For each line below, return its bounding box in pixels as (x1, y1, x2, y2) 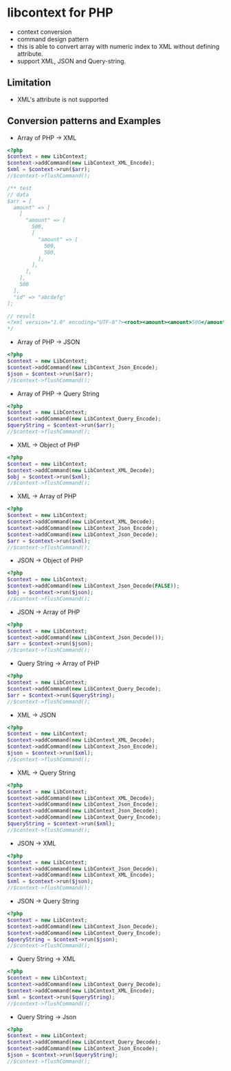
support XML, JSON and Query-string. (16, 57, 126, 65)
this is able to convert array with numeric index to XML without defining (16, 42, 220, 50)
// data (7, 191, 30, 198)
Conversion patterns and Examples (7, 115, 162, 127)
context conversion (16, 28, 72, 36)
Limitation (7, 77, 52, 89)
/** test (7, 185, 32, 192)
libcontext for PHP (7, 5, 113, 21)
